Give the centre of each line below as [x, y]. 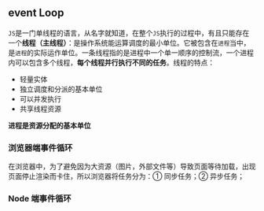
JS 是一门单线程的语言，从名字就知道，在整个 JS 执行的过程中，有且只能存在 [129, 33]
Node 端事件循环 [40, 198]
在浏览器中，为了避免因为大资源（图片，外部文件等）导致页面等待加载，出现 [132, 167]
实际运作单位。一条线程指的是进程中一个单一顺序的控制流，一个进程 [143, 52]
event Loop [36, 13]
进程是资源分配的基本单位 [49, 125]
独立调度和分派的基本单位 [61, 89]
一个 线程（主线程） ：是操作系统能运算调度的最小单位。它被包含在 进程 [119, 43]
